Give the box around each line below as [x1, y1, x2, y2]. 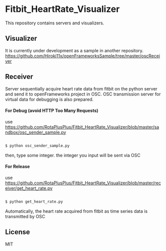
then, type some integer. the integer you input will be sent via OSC [5, 152, 141, 158]
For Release [5, 164, 30, 169]
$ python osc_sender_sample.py [5, 143, 70, 148]
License [5, 228, 30, 237]
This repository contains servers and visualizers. [5, 20, 105, 26]
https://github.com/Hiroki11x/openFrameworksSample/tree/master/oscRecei [5, 53, 160, 59]
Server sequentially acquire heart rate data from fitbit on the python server [5, 85, 158, 91]
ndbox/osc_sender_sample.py [5, 129, 66, 135]
